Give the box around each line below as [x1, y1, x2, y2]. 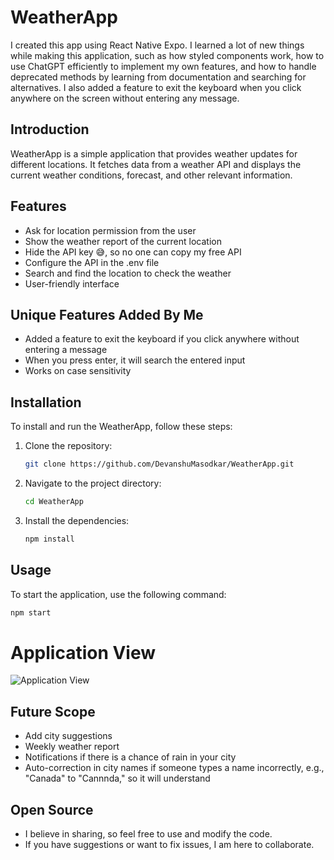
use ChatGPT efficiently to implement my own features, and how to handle [10, 60, 317, 72]
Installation [10, 394, 82, 411]
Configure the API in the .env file [24, 256, 160, 268]
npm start [10, 607, 52, 618]
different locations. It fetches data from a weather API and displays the [10, 158, 302, 170]
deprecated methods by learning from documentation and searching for [10, 71, 307, 83]
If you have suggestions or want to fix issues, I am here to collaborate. [24, 839, 315, 851]
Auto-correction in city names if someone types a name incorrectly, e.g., [24, 762, 325, 774]
